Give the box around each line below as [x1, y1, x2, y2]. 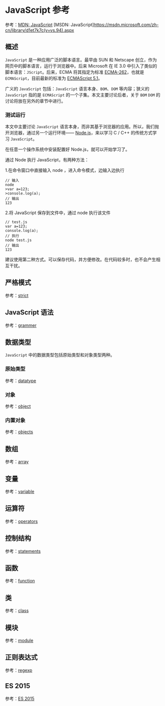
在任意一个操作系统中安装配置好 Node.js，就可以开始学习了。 [5, 146, 130, 153]
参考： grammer [5, 322, 37, 328]
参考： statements [5, 548, 41, 554]
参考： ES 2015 [5, 695, 34, 702]
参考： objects [5, 429, 33, 435]
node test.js [5, 238, 32, 243]
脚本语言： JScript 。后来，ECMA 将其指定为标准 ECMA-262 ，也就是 [5, 69, 144, 75]
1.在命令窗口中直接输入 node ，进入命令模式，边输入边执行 [5, 167, 125, 173]
